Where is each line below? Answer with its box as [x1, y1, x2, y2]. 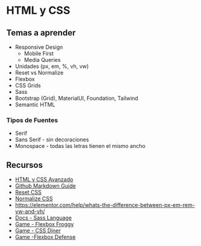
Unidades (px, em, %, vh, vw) [14, 63, 89, 70]
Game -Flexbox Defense [14, 233, 76, 241]
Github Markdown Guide [14, 182, 76, 189]
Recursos [6, 160, 43, 170]
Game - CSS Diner [14, 227, 62, 235]
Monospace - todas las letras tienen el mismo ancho [14, 143, 146, 150]
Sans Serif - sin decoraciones [14, 136, 89, 143]
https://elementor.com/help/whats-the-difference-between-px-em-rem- [14, 201, 195, 209]
